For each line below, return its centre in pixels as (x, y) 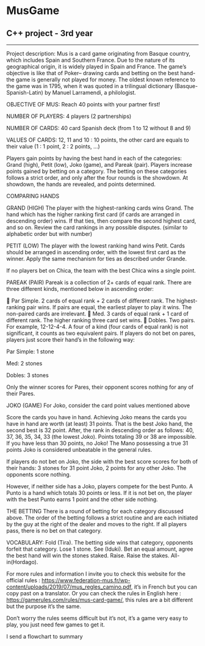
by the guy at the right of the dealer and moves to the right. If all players (97, 524)
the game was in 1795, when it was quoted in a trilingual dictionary (90, 86)
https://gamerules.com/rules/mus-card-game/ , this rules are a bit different (100, 600)
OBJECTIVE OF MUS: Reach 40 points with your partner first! (83, 104)
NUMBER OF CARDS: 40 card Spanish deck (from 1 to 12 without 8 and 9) (99, 128)
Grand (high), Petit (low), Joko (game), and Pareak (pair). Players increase (99, 165)
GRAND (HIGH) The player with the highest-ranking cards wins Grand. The (100, 208)
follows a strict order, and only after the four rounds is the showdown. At (97, 178)
